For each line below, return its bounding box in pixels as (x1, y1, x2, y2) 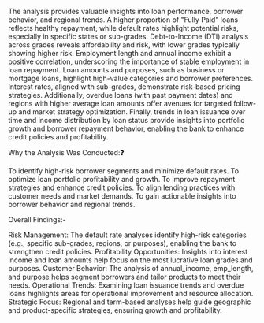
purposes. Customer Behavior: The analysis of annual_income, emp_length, (8, 264, 254, 273)
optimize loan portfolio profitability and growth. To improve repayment (8, 175, 236, 184)
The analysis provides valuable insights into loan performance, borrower (8, 7, 244, 16)
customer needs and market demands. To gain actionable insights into (8, 191, 236, 200)
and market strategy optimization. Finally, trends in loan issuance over (18, 107, 246, 117)
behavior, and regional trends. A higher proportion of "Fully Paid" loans (8, 15, 239, 24)
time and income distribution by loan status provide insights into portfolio (8, 116, 245, 124)
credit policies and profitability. (8, 132, 109, 141)
